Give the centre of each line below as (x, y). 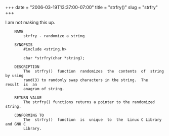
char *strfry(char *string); (54, 58)
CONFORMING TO (29, 115)
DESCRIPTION (27, 67)
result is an (21, 85)
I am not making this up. (30, 22)
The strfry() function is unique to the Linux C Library (93, 120)
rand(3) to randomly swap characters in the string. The (86, 80)
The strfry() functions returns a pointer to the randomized (89, 102)
